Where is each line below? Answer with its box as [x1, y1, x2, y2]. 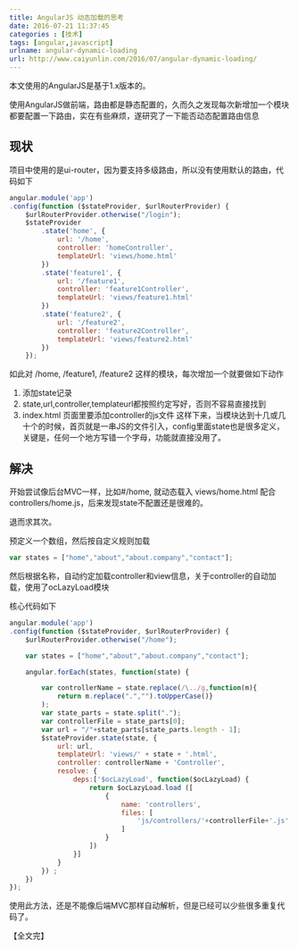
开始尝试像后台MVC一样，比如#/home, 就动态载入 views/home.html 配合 [9, 486, 277, 497]
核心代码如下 [9, 600, 56, 611]
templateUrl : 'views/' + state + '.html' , [56, 750, 218, 760]
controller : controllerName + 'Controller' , [56, 759, 226, 768]
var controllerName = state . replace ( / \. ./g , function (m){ [41, 684, 257, 693]
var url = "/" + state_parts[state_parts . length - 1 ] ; [41, 725, 242, 734]
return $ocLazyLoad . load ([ [88, 783, 194, 792]
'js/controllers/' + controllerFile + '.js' [137, 817, 290, 826]
